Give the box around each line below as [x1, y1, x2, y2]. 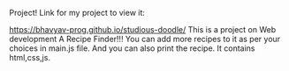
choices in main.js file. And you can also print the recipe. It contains [9, 43, 255, 53]
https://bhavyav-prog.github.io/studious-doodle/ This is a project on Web [9, 25, 277, 34]
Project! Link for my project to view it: [9, 8, 146, 18]
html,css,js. [9, 53, 51, 62]
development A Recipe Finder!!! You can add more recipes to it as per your [9, 34, 281, 44]
